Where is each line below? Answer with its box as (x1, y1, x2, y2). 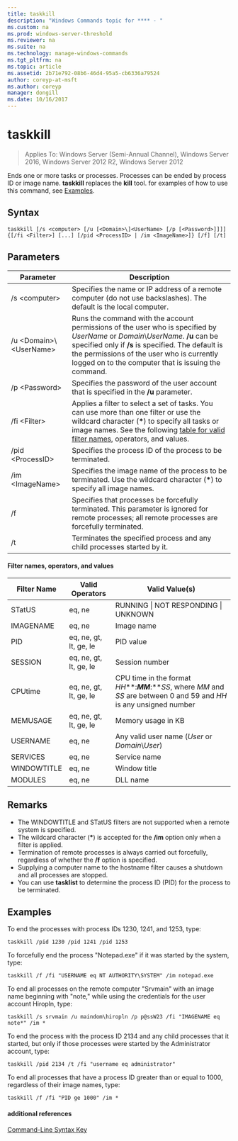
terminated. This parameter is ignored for (72, 504, 209, 514)
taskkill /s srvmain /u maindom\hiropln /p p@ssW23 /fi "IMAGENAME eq (7, 1013, 220, 1021)
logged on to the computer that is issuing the (72, 357, 221, 367)
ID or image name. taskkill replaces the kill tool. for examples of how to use (7, 179, 228, 187)
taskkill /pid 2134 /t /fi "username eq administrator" (7, 1061, 176, 1068)
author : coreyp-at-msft (7, 76, 78, 84)
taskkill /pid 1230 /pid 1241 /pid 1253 (7, 938, 129, 946)
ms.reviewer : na (7, 37, 55, 44)
